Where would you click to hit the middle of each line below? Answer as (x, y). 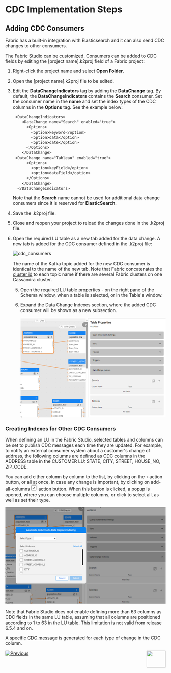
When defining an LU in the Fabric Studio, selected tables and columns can (84, 440)
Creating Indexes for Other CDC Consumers (61, 428)
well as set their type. (28, 500)
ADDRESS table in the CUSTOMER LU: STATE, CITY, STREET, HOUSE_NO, (83, 461)
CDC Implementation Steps (64, 9)
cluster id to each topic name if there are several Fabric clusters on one (87, 274)
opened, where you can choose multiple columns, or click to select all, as (82, 495)
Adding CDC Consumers (45, 28)
